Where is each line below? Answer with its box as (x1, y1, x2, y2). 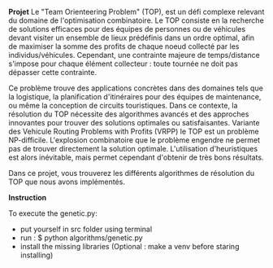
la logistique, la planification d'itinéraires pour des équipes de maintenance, (8, 92, 262, 101)
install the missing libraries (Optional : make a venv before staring (19, 242, 240, 251)
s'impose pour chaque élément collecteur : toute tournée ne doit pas (8, 59, 238, 68)
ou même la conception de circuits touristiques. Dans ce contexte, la (8, 101, 238, 110)
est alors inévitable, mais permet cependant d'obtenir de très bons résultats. (8, 152, 264, 162)
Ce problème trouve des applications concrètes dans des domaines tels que (8, 83, 264, 93)
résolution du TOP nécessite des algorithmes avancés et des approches (8, 109, 249, 119)
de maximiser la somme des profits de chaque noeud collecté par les (8, 42, 240, 51)
